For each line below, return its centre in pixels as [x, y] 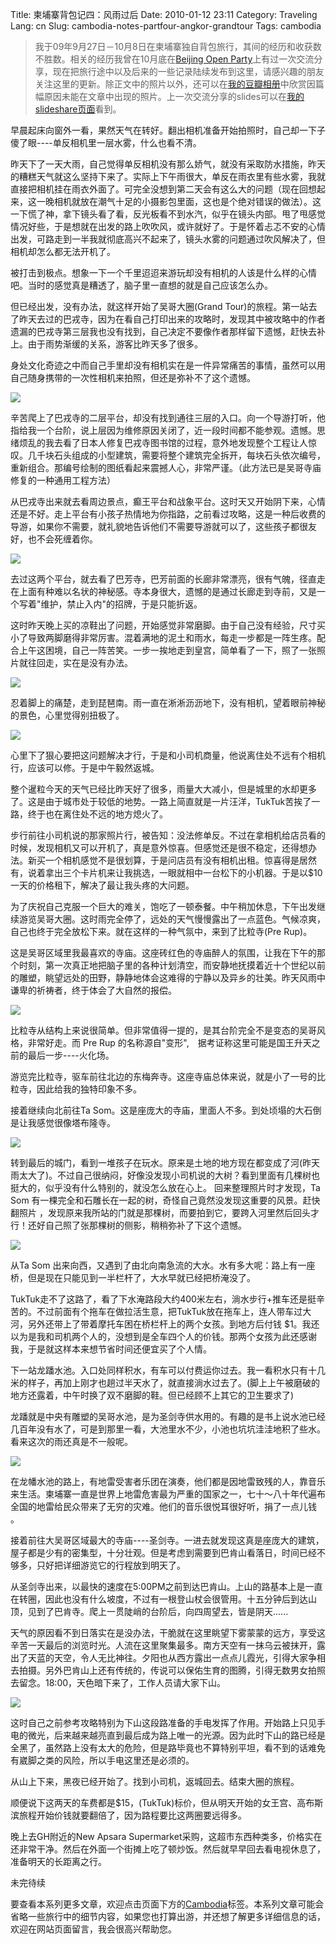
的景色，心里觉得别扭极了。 [67, 715]
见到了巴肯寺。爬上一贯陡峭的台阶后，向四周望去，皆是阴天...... [158, 1611]
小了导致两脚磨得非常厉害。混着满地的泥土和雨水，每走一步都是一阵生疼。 [163, 637]
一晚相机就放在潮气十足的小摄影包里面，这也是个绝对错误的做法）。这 [179, 201]
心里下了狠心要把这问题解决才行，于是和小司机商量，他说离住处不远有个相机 [168, 755]
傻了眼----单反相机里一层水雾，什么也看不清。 [106, 142]
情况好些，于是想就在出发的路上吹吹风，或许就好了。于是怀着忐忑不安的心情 [168, 226]
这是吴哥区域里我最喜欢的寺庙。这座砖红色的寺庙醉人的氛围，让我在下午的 [163, 952]
